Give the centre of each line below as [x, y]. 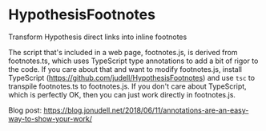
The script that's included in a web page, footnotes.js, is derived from [123, 52]
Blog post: [25, 110]
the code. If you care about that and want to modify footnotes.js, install [125, 69]
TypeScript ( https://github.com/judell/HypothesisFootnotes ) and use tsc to [131, 77]
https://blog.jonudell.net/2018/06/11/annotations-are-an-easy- [146, 110]
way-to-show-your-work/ [50, 118]
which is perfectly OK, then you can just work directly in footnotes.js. [122, 94]
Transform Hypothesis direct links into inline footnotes [98, 37]
